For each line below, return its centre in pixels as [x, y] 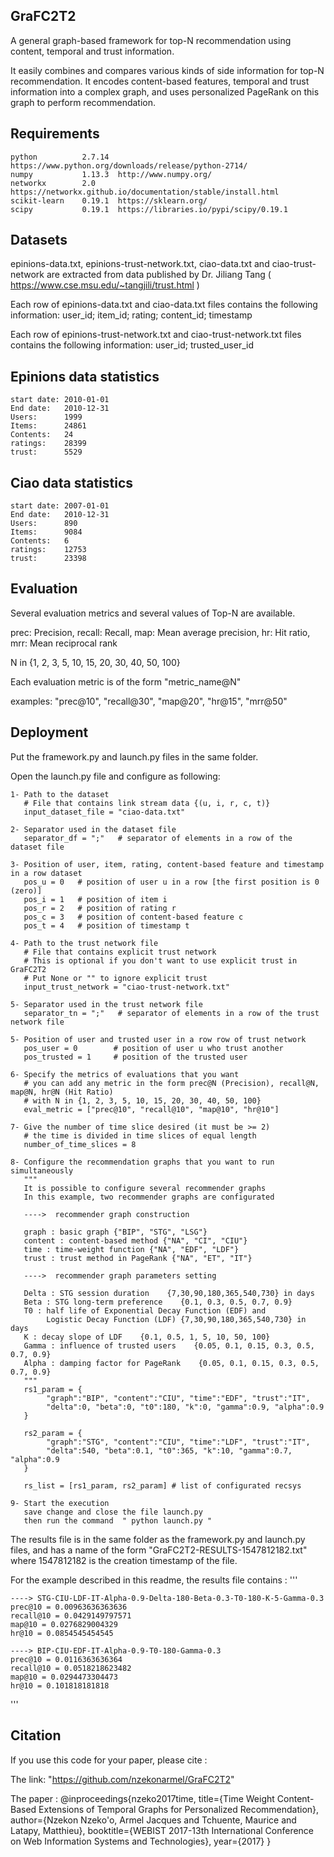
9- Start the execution [60, 1503]
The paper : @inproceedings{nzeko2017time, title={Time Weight [142, 1798]
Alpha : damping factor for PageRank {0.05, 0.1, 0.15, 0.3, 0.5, [171, 1363]
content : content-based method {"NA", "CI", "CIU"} [135, 1240]
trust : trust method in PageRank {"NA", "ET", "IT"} [138, 1258]
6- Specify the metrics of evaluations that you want [125, 1074]
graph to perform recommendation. [83, 102]
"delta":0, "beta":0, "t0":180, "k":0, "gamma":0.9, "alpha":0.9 [185, 1407]
